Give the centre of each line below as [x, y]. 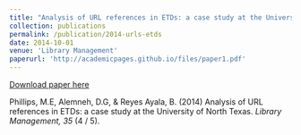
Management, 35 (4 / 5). [55, 121]
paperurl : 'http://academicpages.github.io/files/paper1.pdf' [128, 59]
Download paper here [49, 84]
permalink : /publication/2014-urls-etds [86, 34]
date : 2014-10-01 [42, 42]
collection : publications [57, 26]
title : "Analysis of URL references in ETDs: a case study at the [136, 17]
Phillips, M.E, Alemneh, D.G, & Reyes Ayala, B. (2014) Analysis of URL [137, 102]
